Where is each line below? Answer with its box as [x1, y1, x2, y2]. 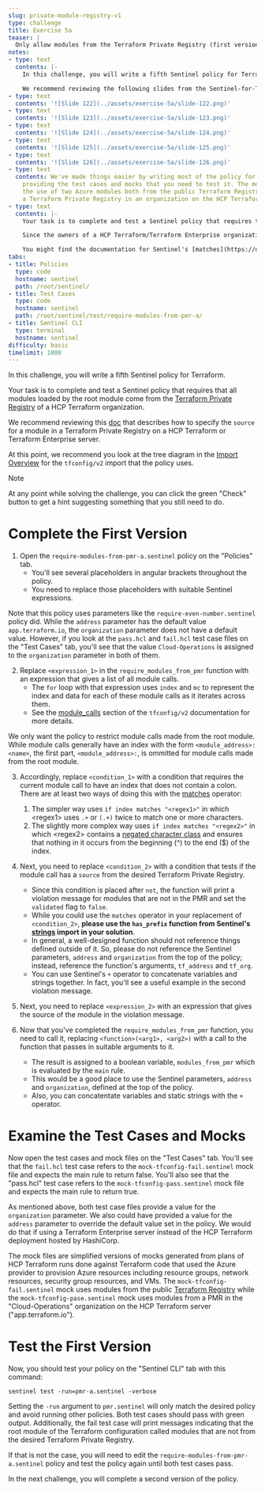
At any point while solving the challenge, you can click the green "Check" [8, 489, 247, 498]
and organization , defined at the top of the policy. [31, 1083, 195, 1092]
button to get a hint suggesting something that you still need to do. [8, 498, 225, 507]
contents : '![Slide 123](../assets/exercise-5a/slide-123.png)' [15, 114, 231, 123]
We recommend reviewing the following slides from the [22, 85, 207, 93]
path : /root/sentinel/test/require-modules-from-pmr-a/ [15, 312, 203, 320]
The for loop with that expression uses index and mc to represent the [31, 683, 255, 692]
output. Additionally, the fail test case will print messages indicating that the [8, 1418, 254, 1428]
